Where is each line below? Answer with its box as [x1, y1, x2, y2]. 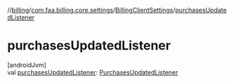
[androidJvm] [7, 61, 47, 69]
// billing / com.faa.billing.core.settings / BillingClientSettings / [7, 6, 176, 14]
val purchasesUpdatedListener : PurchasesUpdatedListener [7, 68, 178, 76]
